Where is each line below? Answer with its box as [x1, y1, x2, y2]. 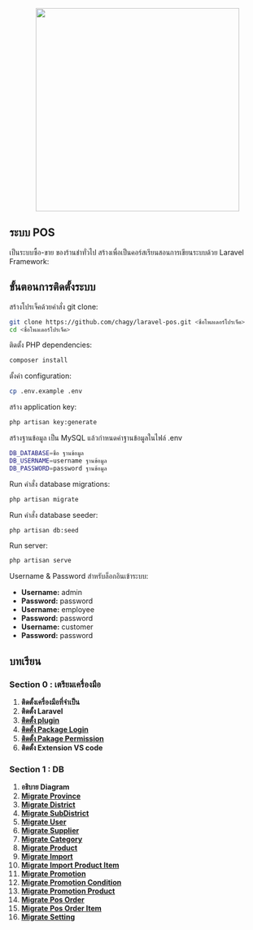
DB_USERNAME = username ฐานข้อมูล [9, 456, 107, 465]
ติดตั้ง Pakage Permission [20, 733, 104, 743]
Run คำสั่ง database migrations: [9, 479, 111, 489]
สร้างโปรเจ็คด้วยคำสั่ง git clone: [9, 302, 98, 311]
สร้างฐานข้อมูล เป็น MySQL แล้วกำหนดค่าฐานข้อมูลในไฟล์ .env [9, 433, 182, 442]
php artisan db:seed [9, 526, 80, 534]
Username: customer [20, 622, 94, 632]
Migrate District [20, 800, 76, 810]
